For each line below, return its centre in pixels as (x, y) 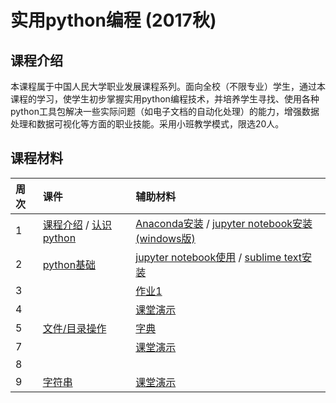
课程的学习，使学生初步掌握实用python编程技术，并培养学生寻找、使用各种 (165, 99)
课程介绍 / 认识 (77, 224)
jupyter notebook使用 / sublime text (219, 257)
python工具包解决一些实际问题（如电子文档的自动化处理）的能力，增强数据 (165, 111)
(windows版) (165, 238)
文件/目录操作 (74, 328)
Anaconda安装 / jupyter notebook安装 (224, 223)
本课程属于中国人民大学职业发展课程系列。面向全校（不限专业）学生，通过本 (168, 86)
